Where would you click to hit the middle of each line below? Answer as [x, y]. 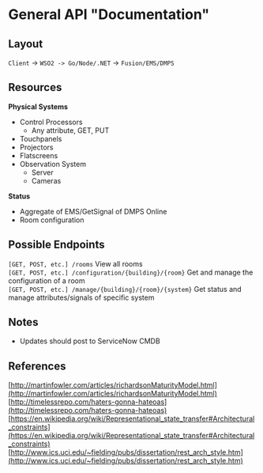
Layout [26, 44]
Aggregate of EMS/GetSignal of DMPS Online [93, 211]
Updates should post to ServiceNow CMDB [90, 341]
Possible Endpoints [56, 245]
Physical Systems [38, 106]
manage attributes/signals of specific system [81, 297]
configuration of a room [47, 280]
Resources [35, 87]
